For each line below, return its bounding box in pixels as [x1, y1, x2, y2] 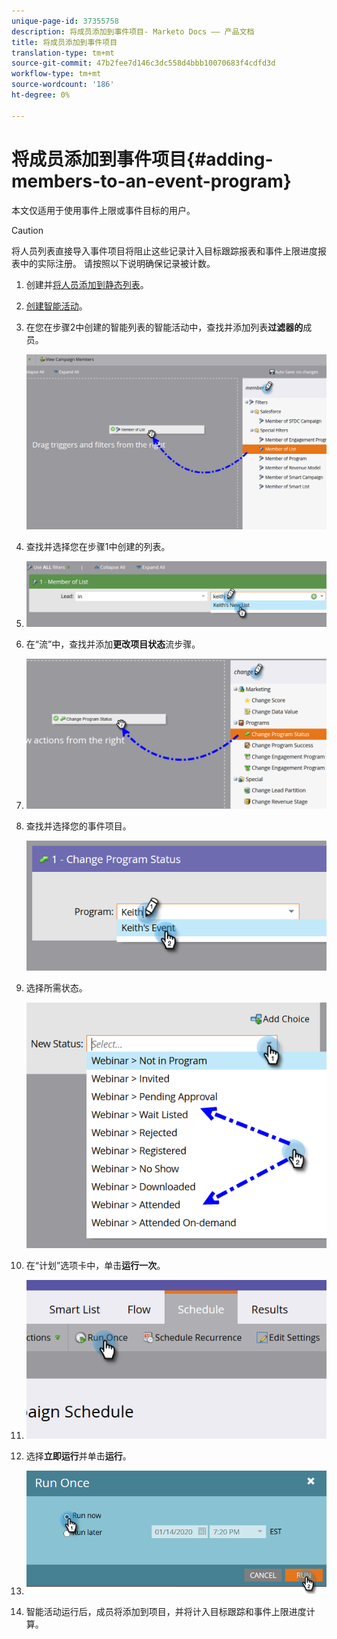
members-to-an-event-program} [11, 170, 292, 192]
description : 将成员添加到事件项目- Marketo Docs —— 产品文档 [11, 26, 255, 37]
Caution [11, 224, 44, 236]
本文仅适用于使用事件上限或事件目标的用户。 [11, 204, 196, 216]
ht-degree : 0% [11, 90, 71, 100]
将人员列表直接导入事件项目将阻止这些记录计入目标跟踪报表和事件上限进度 [11, 245, 318, 257]
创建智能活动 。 [25, 300, 88, 312]
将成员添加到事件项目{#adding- [11, 148, 274, 170]
